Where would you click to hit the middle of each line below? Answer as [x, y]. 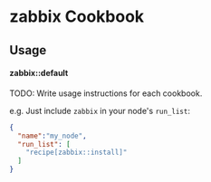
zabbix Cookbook [77, 17]
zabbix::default [39, 73]
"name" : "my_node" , [53, 136]
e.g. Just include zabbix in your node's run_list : [100, 110]
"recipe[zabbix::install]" [77, 153]
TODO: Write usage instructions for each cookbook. [106, 93]
